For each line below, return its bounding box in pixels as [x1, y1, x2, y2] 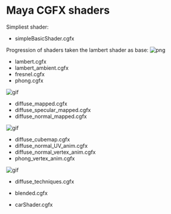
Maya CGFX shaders [6, 4, 110, 17]
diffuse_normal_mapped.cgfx [14, 113, 88, 120]
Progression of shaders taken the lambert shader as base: [6, 46, 149, 54]
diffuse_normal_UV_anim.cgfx [14, 142, 88, 149]
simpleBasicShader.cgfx [14, 35, 74, 42]
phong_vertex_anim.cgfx [14, 154, 75, 162]
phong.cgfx [14, 77, 43, 84]
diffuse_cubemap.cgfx [14, 135, 70, 143]
